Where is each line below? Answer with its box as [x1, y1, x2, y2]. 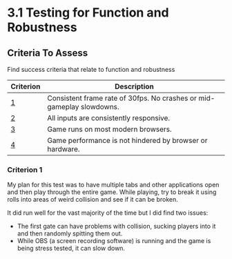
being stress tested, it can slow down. [17, 244, 126, 253]
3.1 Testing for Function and [7, 5, 169, 21]
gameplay [47, 102, 79, 111]
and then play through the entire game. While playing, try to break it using [7, 188, 217, 196]
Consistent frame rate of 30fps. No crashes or [47, 93, 197, 103]
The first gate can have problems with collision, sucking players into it [17, 222, 216, 231]
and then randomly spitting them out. [17, 229, 123, 238]
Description [115, 81, 154, 91]
